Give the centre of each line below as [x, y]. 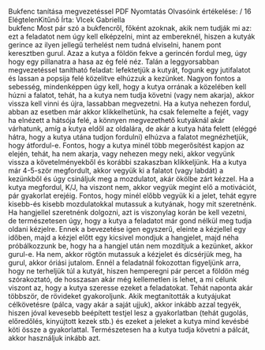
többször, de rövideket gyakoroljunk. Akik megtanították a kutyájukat [119, 296]
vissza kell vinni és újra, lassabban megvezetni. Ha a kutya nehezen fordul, [130, 103]
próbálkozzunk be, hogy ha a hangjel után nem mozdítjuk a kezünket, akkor [131, 246]
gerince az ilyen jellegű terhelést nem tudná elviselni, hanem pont [115, 45]
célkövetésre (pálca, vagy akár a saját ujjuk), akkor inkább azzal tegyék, [125, 304]
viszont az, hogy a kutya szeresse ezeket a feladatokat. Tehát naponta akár [131, 288]
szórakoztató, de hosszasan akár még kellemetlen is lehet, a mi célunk [123, 279]
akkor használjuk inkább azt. [54, 338]
